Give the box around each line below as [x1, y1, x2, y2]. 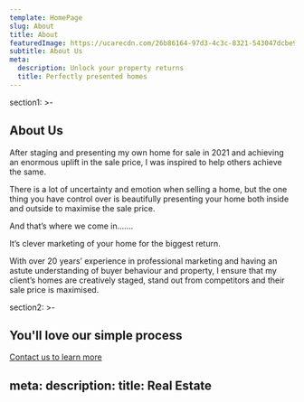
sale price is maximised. [9, 284, 100, 294]
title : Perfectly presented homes [17, 72, 147, 81]
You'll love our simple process [9, 327, 183, 343]
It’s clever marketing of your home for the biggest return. [9, 238, 222, 248]
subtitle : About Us [9, 47, 83, 56]
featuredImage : [9, 38, 67, 48]
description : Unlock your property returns [17, 64, 184, 73]
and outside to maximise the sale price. [9, 202, 156, 213]
